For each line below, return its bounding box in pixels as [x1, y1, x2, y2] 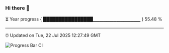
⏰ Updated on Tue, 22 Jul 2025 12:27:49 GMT [5, 32, 101, 38]
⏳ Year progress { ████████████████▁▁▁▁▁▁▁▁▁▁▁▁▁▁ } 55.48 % [5, 16, 162, 22]
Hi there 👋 [5, 4, 30, 11]
